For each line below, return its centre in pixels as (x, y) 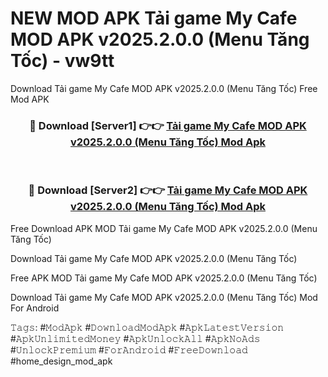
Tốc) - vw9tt (62, 61)
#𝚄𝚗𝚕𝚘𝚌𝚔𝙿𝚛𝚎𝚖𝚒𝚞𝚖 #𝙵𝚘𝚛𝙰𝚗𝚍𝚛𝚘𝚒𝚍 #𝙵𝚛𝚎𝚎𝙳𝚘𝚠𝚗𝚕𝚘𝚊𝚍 (129, 349)
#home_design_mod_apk (61, 361)
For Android (35, 308)
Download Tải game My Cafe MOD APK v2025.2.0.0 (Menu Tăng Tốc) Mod (164, 297)
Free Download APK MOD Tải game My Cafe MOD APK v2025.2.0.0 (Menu (164, 228)
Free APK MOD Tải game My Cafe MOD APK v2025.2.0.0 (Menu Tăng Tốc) (164, 278)
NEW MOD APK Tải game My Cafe (154, 18)
